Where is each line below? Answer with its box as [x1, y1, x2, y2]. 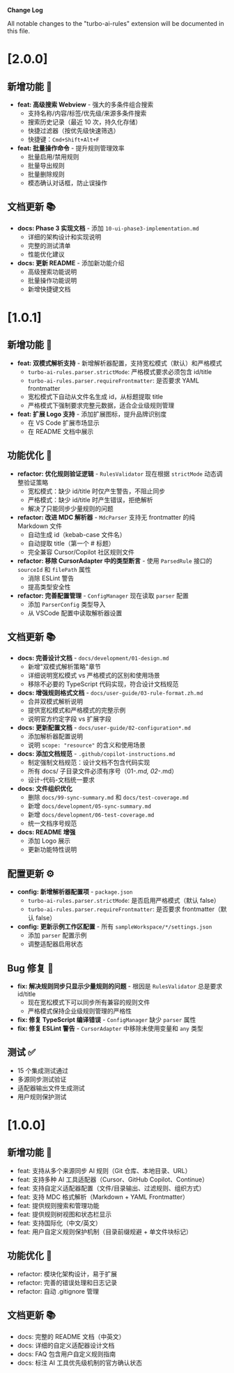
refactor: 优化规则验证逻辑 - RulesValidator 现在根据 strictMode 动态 [17, 470, 217, 478]
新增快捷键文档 [27, 285, 71, 293]
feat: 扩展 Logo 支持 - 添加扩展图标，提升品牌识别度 [17, 410, 167, 418]
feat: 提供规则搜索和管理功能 [17, 1201, 100, 1209]
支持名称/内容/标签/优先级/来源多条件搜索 [27, 109, 147, 117]
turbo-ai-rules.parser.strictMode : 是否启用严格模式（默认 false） [27, 897, 221, 905]
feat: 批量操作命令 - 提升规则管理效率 [17, 144, 125, 152]
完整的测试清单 [27, 241, 71, 249]
